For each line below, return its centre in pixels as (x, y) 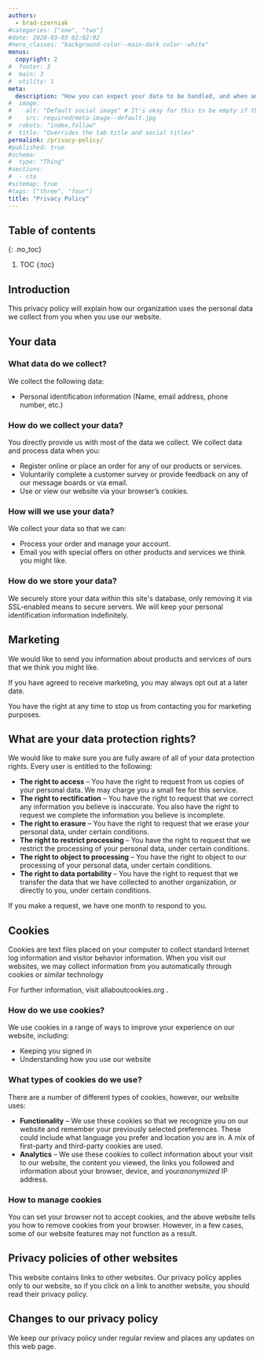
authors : (22, 15)
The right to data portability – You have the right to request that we (129, 874)
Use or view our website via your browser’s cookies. (104, 491)
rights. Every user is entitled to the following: (81, 767)
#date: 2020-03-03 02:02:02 (54, 37)
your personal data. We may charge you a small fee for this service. (128, 790)
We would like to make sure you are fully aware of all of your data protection (132, 758)
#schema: (22, 154)
